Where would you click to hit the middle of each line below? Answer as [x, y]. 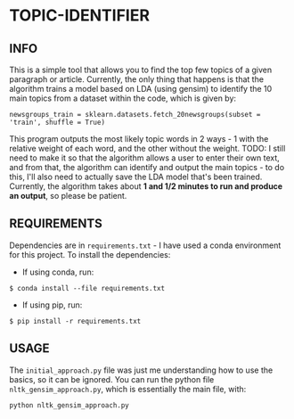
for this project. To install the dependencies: [90, 254]
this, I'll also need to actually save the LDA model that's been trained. [136, 177]
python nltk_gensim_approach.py [69, 405]
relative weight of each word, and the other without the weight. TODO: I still [147, 148]
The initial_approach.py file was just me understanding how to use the [141, 370]
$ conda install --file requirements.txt [87, 288]
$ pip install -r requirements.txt [75, 321]
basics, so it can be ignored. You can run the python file [112, 379]
